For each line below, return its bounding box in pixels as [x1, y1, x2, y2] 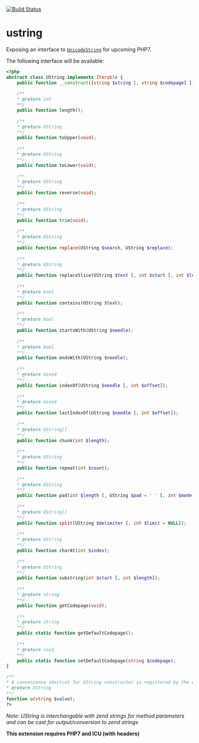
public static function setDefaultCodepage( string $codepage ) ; [17, 658, 176, 664]
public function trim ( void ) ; [17, 217, 89, 223]
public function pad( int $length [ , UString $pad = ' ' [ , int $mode [17, 493, 192, 498]
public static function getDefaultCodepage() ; [17, 631, 134, 636]
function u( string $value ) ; [6, 696, 76, 702]
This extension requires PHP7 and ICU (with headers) [6, 730, 140, 737]
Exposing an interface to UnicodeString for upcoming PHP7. [6, 46, 152, 53]
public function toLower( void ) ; [17, 162, 97, 168]
